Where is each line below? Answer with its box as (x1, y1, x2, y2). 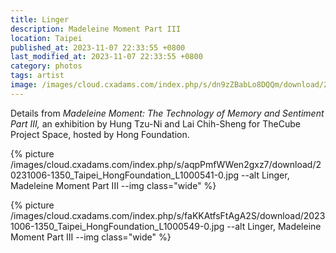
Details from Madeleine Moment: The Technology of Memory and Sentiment (10, 107, 325, 119)
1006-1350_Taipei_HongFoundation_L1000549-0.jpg (10, 220, 225, 232)
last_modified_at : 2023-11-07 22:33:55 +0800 (10, 52, 203, 62)
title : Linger (10, 14, 70, 25)
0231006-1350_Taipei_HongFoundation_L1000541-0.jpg (10, 169, 240, 181)
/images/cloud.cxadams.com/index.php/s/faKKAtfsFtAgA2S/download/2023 (10, 209, 326, 221)
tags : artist (10, 71, 65, 81)
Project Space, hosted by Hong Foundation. (10, 128, 190, 140)
